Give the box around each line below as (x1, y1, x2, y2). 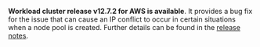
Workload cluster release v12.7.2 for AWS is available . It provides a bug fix (8, 7, 253, 15)
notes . (8, 31, 29, 40)
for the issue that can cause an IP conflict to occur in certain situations (8, 15, 237, 24)
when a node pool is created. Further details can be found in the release (8, 23, 241, 32)
